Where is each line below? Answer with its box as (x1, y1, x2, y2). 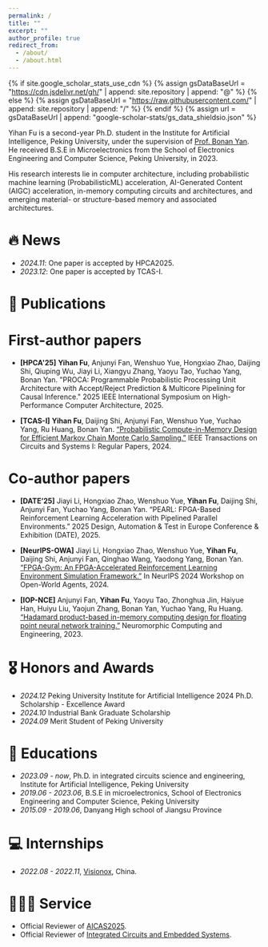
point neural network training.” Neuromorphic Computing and (19, 620, 222, 630)
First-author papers (8, 332, 142, 349)
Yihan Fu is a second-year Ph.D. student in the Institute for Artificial (8, 127, 230, 137)
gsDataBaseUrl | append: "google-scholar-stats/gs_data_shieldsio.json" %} (8, 112, 258, 122)
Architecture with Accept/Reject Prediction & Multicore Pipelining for (19, 383, 246, 393)
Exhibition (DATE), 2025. (19, 530, 101, 539)
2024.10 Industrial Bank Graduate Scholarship (19, 707, 170, 717)
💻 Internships (8, 834, 104, 852)
